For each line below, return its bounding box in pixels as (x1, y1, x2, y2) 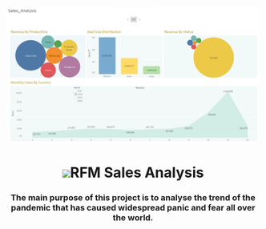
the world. (112, 211, 154, 223)
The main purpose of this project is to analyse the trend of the (10, 191, 256, 203)
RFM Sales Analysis (70, 163, 204, 182)
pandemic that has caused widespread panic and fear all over (10, 202, 256, 213)
